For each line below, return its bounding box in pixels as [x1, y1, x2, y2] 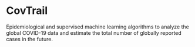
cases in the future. [6, 35, 53, 42]
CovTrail [6, 4, 48, 17]
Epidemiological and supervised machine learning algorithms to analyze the [6, 23, 189, 30]
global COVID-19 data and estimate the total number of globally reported [6, 29, 182, 36]
